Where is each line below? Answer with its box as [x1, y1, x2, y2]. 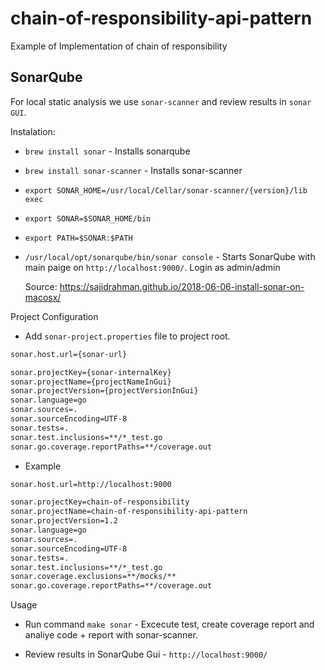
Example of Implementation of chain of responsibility [10, 40, 228, 52]
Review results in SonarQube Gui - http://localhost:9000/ [24, 648, 268, 661]
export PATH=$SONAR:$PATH [24, 233, 133, 243]
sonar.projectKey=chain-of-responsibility [10, 497, 190, 507]
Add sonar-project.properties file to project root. [24, 330, 231, 342]
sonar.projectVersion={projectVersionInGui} [10, 386, 199, 396]
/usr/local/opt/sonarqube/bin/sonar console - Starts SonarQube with [24, 250, 316, 262]
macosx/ [24, 291, 62, 303]
